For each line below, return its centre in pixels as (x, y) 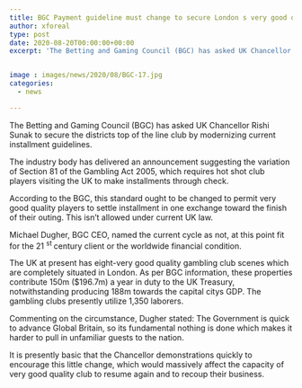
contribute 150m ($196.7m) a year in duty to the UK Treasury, (122, 282)
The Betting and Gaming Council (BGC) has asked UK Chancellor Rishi (139, 125)
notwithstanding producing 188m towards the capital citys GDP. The (135, 292)
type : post (30, 34)
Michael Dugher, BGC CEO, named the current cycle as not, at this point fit (147, 234)
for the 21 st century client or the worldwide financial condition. (126, 245)
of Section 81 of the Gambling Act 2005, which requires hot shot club (137, 171)
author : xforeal (40, 26)
